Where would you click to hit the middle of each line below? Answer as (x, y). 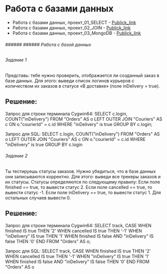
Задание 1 (16, 60)
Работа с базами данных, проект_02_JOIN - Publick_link (72, 27)
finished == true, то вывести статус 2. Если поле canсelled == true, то (79, 187)
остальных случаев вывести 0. (38, 198)
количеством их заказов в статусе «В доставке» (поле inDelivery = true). (83, 86)
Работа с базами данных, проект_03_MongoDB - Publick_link (77, 33)
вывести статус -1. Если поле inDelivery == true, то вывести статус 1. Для (83, 192)
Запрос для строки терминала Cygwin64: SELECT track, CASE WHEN (79, 225)
